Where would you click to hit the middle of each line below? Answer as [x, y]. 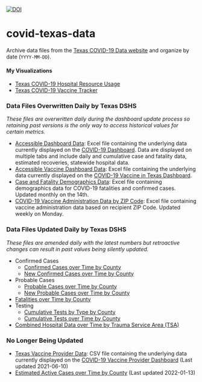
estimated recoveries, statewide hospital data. [72, 163]
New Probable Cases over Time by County [77, 293]
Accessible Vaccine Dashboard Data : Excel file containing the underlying [105, 169]
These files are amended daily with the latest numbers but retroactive [93, 243]
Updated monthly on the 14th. [52, 195]
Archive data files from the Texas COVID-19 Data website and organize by [98, 50]
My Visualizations [29, 70]
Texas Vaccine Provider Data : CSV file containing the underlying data [101, 354]
